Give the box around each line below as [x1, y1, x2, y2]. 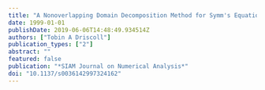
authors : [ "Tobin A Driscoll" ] [8, 33, 111, 41]
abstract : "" [8, 48, 51, 56]
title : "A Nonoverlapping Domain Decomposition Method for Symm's [8, 11, 231, 20]
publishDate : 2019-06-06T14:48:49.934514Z [8, 26, 150, 34]
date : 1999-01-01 [8, 19, 65, 27]
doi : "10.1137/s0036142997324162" [8, 70, 122, 77]
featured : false [8, 56, 62, 63]
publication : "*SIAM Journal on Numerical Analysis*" [8, 63, 189, 70]
